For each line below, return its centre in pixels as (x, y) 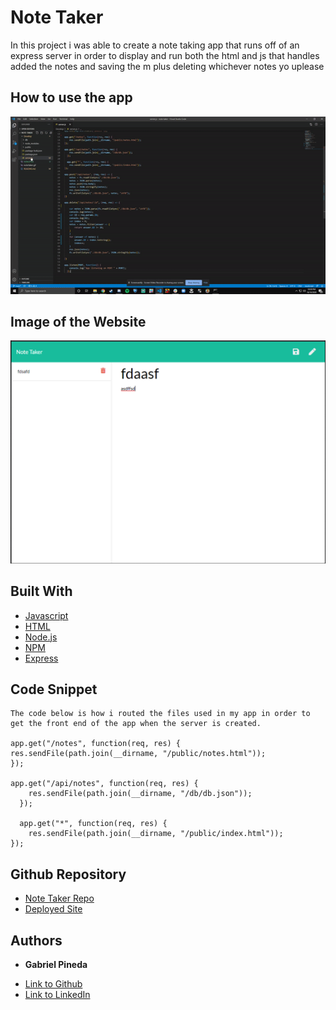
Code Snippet (54, 689)
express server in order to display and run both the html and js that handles (165, 55)
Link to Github (53, 984)
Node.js (41, 637)
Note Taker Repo (59, 898)
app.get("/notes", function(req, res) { (96, 744)
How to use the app (71, 97)
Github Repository (68, 874)
